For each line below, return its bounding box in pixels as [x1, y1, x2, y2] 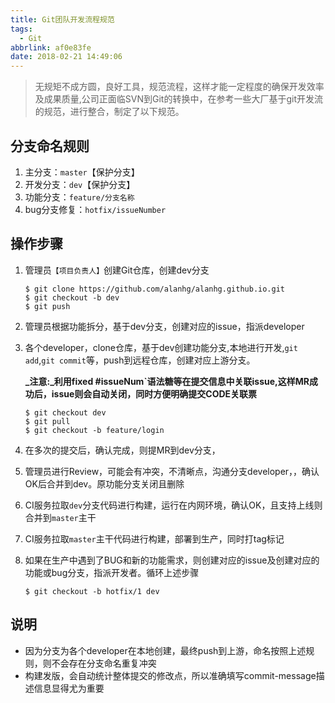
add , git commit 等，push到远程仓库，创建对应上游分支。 [24, 354, 256, 366]
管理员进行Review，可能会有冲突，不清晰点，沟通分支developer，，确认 [24, 465, 320, 477]
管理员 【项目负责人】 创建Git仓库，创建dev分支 [24, 264, 210, 276]
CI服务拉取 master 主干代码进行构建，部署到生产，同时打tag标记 [24, 532, 285, 545]
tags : [10, 24, 33, 34]
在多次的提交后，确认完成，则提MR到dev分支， [24, 444, 221, 456]
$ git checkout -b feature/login [24, 425, 165, 435]
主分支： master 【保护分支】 [24, 166, 140, 178]
